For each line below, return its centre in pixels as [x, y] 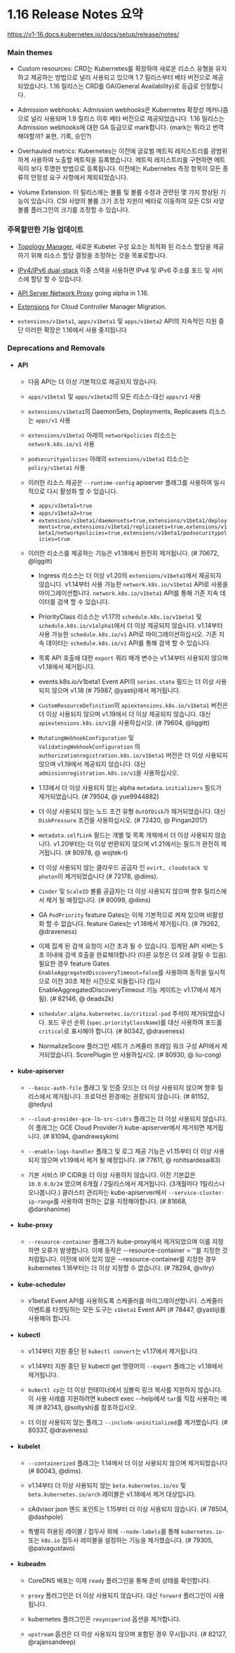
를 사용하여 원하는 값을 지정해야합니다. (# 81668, [120, 1201]
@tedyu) [40, 1104]
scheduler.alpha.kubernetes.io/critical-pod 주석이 [114, 1013]
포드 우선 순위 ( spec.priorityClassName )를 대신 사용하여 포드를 [135, 1022]
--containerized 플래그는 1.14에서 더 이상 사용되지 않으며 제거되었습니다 [128, 1463]
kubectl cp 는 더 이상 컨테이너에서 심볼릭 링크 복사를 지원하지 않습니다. [125, 1390]
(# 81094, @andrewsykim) [81, 1136]
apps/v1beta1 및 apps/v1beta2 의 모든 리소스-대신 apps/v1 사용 [114, 396]
